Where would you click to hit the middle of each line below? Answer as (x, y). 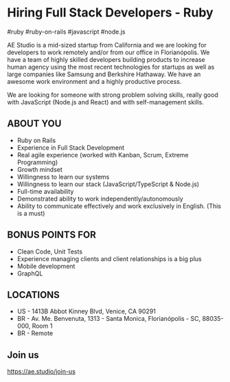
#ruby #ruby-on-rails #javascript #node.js (66, 32)
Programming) (37, 162)
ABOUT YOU (34, 124)
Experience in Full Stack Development (71, 147)
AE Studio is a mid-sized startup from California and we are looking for (107, 45)
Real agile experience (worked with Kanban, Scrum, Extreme (103, 155)
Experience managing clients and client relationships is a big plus (109, 258)
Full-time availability (45, 191)
